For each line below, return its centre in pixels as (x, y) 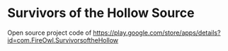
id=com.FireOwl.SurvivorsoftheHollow (63, 40)
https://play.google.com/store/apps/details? (157, 33)
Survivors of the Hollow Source (101, 13)
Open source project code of (50, 33)
